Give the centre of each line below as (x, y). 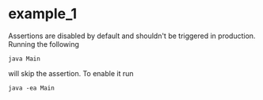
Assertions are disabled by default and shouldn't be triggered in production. (132, 36)
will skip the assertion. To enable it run (71, 73)
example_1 (43, 14)
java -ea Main (32, 88)
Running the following (44, 44)
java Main (25, 59)
